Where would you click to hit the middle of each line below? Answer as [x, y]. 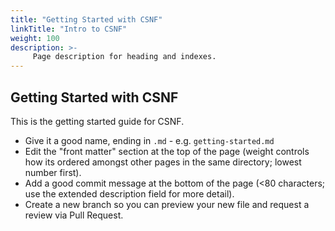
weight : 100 [35, 38]
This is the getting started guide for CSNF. [97, 121]
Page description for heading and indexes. [124, 57]
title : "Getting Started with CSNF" [86, 19]
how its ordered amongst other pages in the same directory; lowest [163, 162]
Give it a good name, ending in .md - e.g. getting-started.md [149, 140]
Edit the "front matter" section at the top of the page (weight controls [167, 151]
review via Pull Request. [74, 215]
